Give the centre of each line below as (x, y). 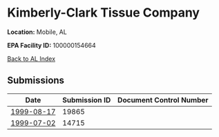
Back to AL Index (31, 58)
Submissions (36, 81)
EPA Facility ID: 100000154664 (52, 45)
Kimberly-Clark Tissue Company (104, 13)
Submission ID (86, 100)
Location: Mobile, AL (37, 32)
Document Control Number (163, 100)
